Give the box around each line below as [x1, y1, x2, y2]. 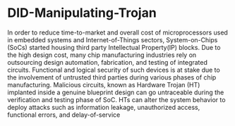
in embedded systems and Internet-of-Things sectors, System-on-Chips [7, 35, 218, 44]
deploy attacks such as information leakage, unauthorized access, [7, 103, 200, 111]
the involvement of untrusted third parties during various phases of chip [7, 73, 217, 82]
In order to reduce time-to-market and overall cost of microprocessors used [7, 28, 228, 37]
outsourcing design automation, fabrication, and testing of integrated [7, 58, 208, 66]
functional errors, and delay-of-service [7, 111, 121, 119]
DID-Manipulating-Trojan [7, 5, 157, 21]
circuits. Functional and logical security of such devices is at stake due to [7, 65, 220, 74]
